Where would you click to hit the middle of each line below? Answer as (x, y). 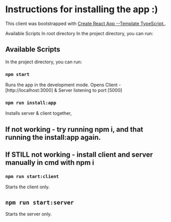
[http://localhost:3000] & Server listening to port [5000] (64, 90)
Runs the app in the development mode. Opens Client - (63, 85)
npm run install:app (31, 103)
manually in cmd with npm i (50, 163)
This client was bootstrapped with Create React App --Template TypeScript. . (86, 23)
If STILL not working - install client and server (79, 155)
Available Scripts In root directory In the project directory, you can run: (79, 33)
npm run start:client (32, 177)
